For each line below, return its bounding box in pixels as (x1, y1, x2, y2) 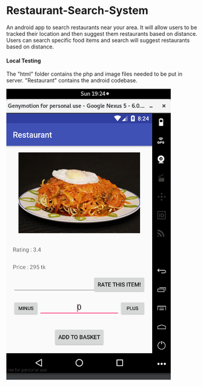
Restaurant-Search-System (6, 4, 148, 18)
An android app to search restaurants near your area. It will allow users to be (6, 24, 198, 31)
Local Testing (6, 57, 41, 64)
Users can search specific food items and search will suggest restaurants (6, 36, 190, 44)
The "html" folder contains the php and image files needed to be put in (6, 70, 183, 78)
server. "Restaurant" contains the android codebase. (6, 77, 138, 84)
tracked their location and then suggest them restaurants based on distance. (6, 30, 198, 37)
